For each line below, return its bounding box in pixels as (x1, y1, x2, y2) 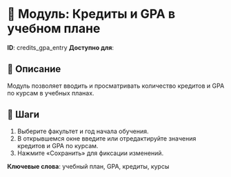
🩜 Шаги (7, 109, 40, 121)
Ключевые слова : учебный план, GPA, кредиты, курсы (7, 162, 170, 170)
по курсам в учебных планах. (7, 88, 94, 97)
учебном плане (7, 21, 101, 36)
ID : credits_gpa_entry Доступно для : (7, 43, 114, 51)
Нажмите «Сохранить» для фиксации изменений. (17, 149, 164, 157)
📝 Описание (7, 63, 61, 75)
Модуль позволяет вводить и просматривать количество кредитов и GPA (7, 82, 225, 90)
